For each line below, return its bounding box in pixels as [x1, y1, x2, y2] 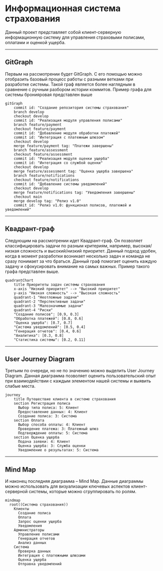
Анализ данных [17, 540, 47, 545]
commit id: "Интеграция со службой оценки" [14, 160, 103, 165]
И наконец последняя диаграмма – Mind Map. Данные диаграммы [5, 478, 144, 484]
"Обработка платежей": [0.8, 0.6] [14, 316, 83, 321]
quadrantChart [5, 278, 34, 283]
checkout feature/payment [14, 127, 66, 131]
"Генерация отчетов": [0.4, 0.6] [14, 329, 81, 333]
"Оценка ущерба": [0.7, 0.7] [14, 320, 73, 325]
